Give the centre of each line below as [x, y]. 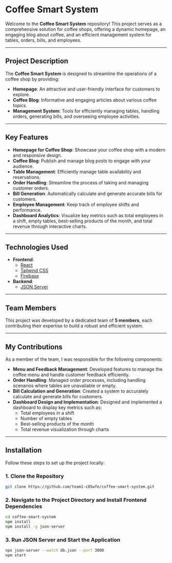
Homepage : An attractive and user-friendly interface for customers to [86, 89]
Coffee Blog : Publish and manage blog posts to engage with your [82, 161]
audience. [23, 166]
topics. [20, 105]
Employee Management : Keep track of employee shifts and [76, 204]
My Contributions [34, 347]
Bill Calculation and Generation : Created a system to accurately [80, 391]
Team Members [31, 308]
